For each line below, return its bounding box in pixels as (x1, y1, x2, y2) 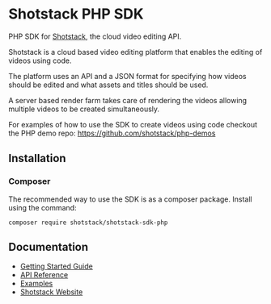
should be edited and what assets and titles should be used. (8, 80, 209, 90)
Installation (8, 152, 66, 165)
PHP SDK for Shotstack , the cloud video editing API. (8, 31, 182, 41)
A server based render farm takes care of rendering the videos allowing (8, 95, 248, 105)
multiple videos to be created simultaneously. (8, 104, 160, 114)
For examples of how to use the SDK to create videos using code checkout (8, 119, 257, 129)
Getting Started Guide (19, 261, 93, 271)
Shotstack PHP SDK (8, 5, 144, 23)
